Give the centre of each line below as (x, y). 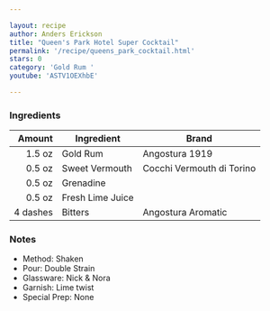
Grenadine (84, 183)
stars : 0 (26, 59)
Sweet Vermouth (97, 169)
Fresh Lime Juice (98, 197)
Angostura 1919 (178, 154)
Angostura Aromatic (185, 213)
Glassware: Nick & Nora (66, 278)
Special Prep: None (58, 297)
